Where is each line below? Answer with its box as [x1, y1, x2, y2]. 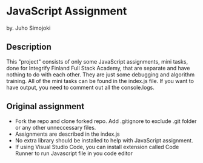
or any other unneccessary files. [15, 124, 96, 131]
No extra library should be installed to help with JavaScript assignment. [15, 136, 193, 144]
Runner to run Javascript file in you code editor [15, 150, 133, 157]
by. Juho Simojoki [6, 24, 51, 32]
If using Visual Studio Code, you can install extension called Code [15, 143, 179, 150]
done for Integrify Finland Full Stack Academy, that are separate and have [6, 64, 190, 72]
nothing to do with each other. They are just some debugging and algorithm [6, 71, 195, 78]
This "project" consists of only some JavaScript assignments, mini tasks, [6, 58, 188, 65]
